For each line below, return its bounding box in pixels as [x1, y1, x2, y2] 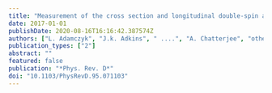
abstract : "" [8, 49, 53, 57]
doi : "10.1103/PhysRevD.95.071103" [8, 72, 129, 80]
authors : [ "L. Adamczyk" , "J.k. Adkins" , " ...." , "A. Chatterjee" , [8, 34, 244, 43]
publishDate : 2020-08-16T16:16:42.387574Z [8, 27, 154, 35]
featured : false [8, 57, 63, 66]
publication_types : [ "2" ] [8, 42, 96, 50]
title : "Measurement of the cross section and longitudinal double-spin [8, 11, 259, 20]
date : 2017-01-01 [8, 19, 67, 27]
